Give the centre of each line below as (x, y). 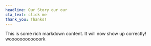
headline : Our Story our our (36, 10)
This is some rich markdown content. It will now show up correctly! (76, 34)
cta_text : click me (26, 15)
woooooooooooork (26, 39)
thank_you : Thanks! (26, 19)
